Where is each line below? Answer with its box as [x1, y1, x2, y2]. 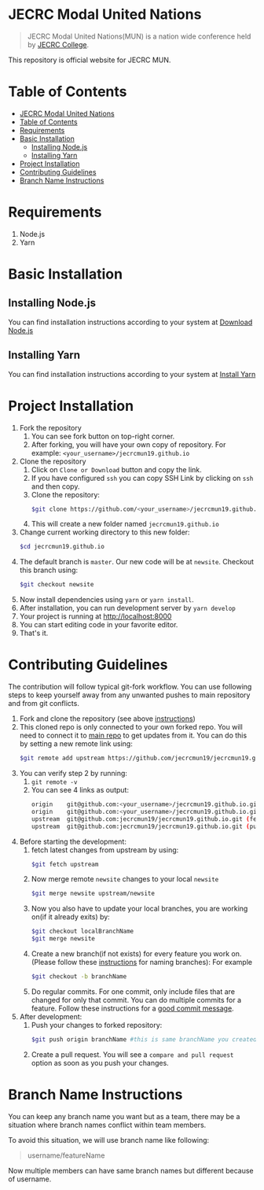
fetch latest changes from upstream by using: [31, 844, 179, 855]
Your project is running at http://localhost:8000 [19, 612, 172, 621]
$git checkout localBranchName [31, 927, 134, 936]
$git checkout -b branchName [31, 973, 127, 981]
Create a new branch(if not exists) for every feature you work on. [31, 949, 242, 958]
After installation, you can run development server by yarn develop [19, 604, 236, 613]
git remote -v [31, 778, 78, 786]
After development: [19, 1011, 82, 1021]
